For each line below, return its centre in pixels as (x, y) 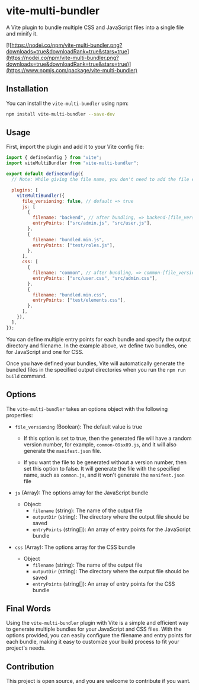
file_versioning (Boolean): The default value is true (78, 427)
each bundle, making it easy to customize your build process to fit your (93, 642)
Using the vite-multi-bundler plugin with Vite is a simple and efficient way (97, 623)
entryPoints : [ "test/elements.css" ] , (79, 301)
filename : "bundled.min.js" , (68, 239)
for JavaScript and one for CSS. (45, 352)
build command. (27, 376)
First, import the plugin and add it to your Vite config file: (75, 147)
